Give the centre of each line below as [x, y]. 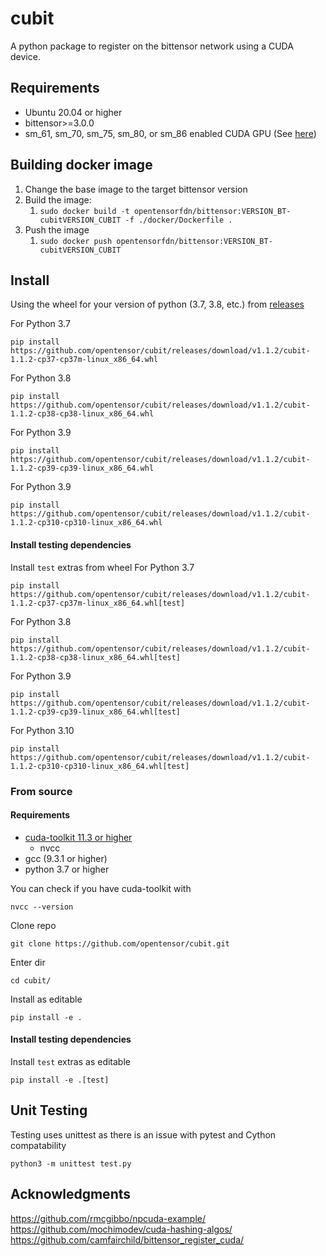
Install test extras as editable [70, 1061]
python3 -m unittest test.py [71, 1163]
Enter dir [28, 962]
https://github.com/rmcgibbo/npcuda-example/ [108, 1218]
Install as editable [46, 999]
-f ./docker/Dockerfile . [178, 220]
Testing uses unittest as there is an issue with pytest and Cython [143, 1134]
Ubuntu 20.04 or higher [73, 112]
